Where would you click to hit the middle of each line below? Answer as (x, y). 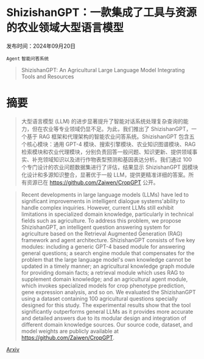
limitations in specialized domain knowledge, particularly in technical (107, 214)
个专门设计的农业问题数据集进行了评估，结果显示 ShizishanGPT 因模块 (110, 167)
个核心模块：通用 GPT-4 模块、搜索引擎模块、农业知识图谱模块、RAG (108, 144)
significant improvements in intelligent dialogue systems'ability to (103, 201)
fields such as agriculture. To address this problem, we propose (101, 220)
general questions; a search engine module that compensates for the (108, 253)
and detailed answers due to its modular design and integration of (104, 318)
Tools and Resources (47, 76)
